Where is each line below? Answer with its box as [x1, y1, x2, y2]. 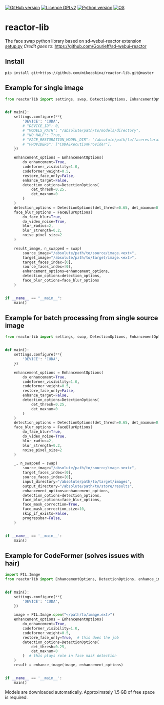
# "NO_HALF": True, [22, 132, 62, 137]
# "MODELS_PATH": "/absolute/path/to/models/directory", [22, 128, 141, 133]
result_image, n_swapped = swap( [14, 246, 82, 251]
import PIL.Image [5, 572, 41, 577]
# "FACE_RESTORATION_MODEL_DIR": [22, 137, 91, 142]
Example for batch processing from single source [5, 314, 159, 322]
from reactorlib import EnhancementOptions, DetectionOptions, [5, 577, 137, 582]
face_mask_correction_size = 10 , [22, 506, 86, 512]
